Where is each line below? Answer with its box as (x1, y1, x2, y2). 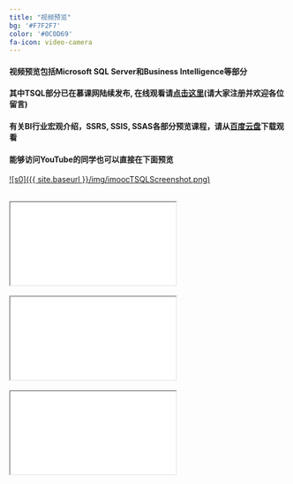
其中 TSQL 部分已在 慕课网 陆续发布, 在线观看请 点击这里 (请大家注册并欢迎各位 (9, 88, 285, 98)
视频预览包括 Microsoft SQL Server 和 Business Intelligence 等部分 (9, 65, 248, 76)
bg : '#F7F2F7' (9, 21, 62, 30)
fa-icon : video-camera (9, 37, 93, 47)
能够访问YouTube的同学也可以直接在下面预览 (9, 154, 174, 165)
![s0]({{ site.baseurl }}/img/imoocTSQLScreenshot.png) (9, 174, 211, 185)
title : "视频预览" (9, 12, 72, 22)
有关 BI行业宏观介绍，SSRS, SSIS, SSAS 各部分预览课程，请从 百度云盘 (9, 121, 261, 132)
